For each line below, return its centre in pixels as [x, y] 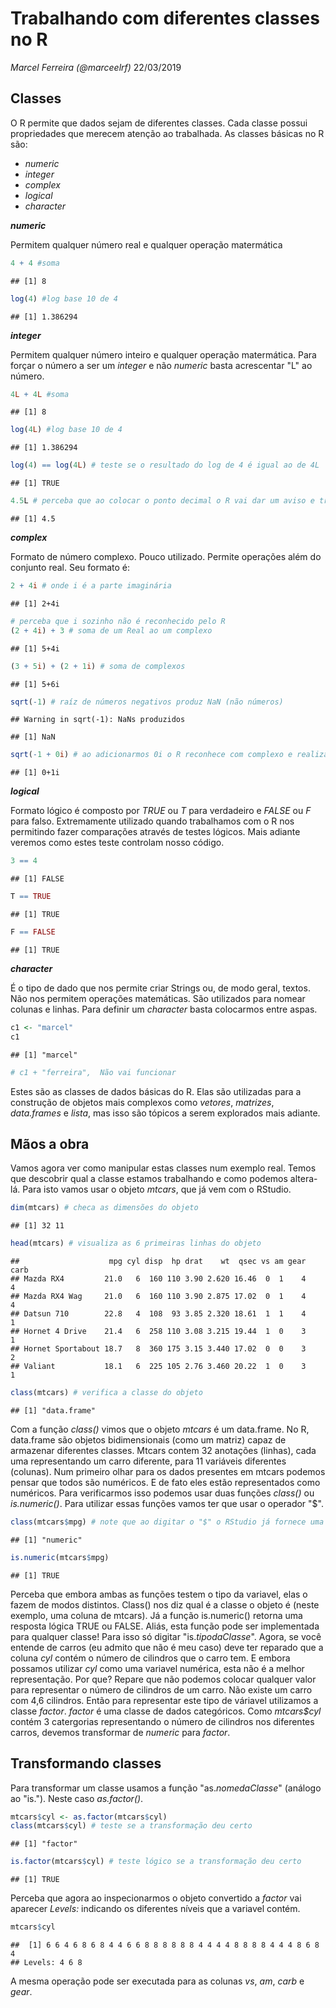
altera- [303, 1179]
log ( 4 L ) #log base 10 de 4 [66, 430]
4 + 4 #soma [35, 263]
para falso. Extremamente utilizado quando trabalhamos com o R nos [152, 821]
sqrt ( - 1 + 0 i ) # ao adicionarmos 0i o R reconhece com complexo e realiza [169, 755]
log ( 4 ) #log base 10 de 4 [64, 298]
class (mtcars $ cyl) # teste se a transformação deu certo [131, 1826]
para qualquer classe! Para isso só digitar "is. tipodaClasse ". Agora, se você [166, 1636]
